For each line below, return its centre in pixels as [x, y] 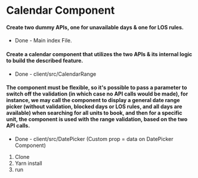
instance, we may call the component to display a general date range [93, 100]
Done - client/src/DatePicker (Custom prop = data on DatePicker [94, 139]
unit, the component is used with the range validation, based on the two [97, 119]
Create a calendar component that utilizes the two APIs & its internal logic [99, 54]
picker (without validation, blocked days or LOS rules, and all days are [94, 107]
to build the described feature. [45, 60]
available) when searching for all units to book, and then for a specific [94, 113]
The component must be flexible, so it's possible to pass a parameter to [97, 88]
